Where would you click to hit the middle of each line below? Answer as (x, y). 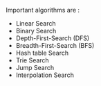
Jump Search (35, 68)
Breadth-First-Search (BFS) (55, 45)
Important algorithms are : (43, 10)
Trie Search (32, 60)
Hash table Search (42, 53)
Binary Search (36, 31)
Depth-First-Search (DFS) (53, 38)
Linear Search (36, 23)
